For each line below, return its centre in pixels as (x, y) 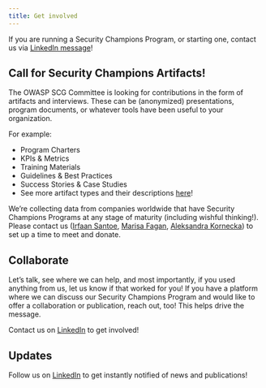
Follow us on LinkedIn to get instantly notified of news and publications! (128, 375)
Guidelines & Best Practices (66, 176)
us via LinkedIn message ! (51, 47)
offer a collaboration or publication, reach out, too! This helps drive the (127, 306)
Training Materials (50, 167)
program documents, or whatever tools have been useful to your (116, 110)
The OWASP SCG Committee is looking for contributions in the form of (126, 93)
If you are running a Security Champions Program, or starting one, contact (133, 39)
